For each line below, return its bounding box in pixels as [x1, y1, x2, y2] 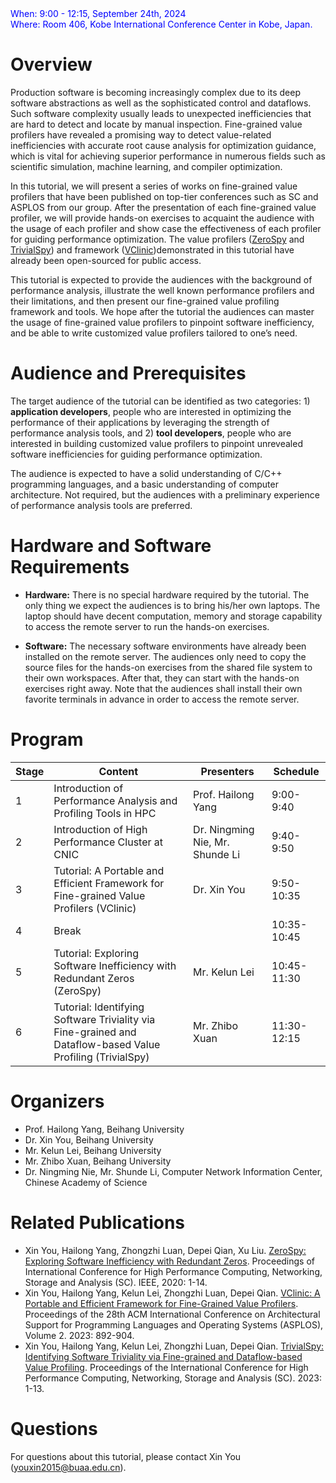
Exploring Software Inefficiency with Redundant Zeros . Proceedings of [24, 1255, 316, 1267]
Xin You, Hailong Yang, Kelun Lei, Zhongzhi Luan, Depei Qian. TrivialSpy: [24, 1340, 325, 1352]
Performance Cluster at [53, 835, 164, 849]
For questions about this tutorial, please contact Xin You [10, 1450, 242, 1462]
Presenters [200, 764, 255, 778]
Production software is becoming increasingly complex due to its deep [10, 86, 301, 98]
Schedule [273, 764, 320, 778]
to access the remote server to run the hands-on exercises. [24, 620, 270, 632]
